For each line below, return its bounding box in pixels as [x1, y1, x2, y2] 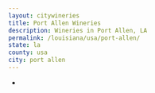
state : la [8, 41, 41, 49]
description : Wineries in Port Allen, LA [8, 26, 148, 34]
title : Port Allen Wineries [8, 19, 102, 27]
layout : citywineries [8, 11, 80, 20]
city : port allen [8, 56, 66, 64]
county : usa [8, 48, 48, 56]
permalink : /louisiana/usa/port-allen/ [8, 33, 141, 42]
